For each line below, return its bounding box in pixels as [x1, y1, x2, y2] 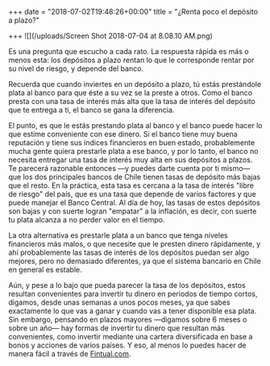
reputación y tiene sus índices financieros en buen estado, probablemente [8, 138, 255, 148]
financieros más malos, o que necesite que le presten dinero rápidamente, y [8, 239, 261, 248]
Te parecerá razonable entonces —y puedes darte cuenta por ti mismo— [8, 164, 251, 173]
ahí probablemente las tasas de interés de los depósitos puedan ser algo [8, 247, 250, 257]
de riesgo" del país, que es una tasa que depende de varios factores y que [8, 189, 256, 198]
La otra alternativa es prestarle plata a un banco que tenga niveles [8, 231, 228, 240]
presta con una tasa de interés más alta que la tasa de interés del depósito [8, 97, 255, 106]
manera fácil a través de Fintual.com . [8, 349, 131, 358]
